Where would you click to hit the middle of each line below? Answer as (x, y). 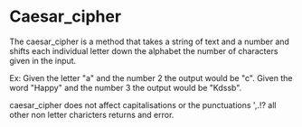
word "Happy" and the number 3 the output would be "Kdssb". (126, 87)
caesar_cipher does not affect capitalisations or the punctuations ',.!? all (143, 104)
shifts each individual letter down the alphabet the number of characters (144, 50)
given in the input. (43, 60)
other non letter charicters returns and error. (92, 114)
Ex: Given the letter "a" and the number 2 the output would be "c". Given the (151, 77)
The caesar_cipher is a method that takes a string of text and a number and (149, 41)
